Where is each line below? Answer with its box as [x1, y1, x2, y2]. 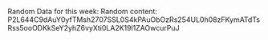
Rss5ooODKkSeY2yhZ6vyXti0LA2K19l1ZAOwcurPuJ [7, 24, 180, 32]
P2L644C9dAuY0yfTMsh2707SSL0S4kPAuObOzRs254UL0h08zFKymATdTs [7, 15, 261, 24]
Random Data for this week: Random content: [7, 7, 158, 16]
